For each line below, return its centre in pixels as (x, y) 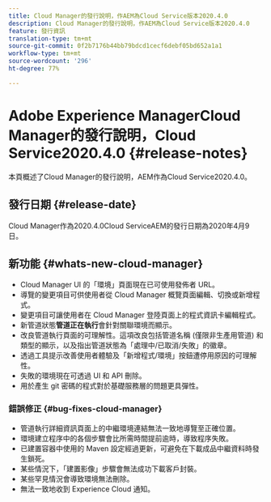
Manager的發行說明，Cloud (102, 135)
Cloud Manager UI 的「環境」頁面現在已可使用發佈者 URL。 (120, 285)
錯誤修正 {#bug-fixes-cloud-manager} (85, 409)
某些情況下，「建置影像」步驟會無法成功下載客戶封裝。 (110, 468)
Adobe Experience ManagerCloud (125, 115)
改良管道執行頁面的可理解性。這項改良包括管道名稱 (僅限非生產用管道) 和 (142, 335)
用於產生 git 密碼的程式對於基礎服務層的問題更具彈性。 (112, 386)
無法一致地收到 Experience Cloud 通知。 (87, 489)
